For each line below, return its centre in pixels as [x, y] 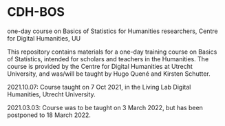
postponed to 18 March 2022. [49, 115]
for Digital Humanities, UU [44, 38]
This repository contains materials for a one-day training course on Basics [112, 52]
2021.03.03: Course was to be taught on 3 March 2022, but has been [105, 107]
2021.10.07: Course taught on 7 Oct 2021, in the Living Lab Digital [99, 87]
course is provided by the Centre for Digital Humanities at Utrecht [100, 66]
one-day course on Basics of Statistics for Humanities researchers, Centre [112, 31]
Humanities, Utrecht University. [51, 94]
